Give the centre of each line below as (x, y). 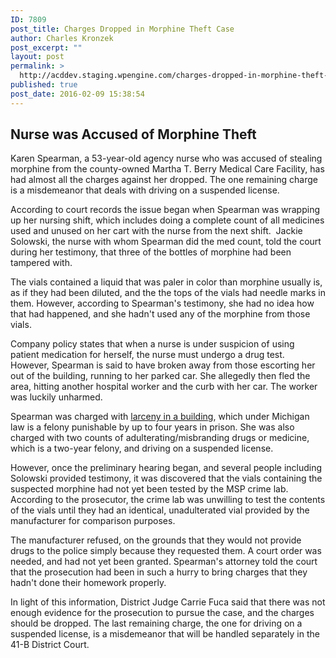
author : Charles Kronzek (62, 38)
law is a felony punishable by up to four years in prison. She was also (152, 427)
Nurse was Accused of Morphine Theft (133, 134)
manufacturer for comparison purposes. (93, 521)
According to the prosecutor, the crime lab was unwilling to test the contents (168, 500)
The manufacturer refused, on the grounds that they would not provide (156, 540)
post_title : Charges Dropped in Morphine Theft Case (122, 29)
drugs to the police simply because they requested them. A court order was (166, 551)
